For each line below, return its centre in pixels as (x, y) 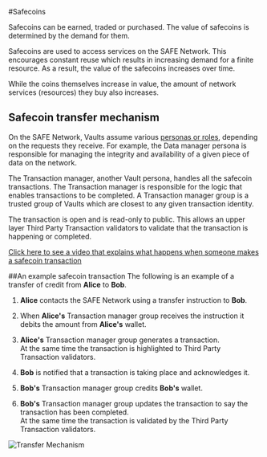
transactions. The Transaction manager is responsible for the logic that (125, 186)
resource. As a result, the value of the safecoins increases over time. (121, 68)
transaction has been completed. (75, 412)
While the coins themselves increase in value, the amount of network (122, 84)
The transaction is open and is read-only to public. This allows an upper (127, 219)
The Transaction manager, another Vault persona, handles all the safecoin (130, 178)
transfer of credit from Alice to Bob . (67, 284)
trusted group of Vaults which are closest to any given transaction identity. (131, 203)
